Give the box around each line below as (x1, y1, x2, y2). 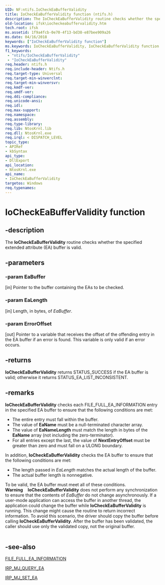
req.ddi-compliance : (5, 94, 48, 99)
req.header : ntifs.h (5, 62, 48, 67)
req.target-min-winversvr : (5, 80, 60, 85)
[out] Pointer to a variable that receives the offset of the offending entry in (5, 331, 155, 337)
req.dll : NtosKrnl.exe (5, 131, 52, 136)
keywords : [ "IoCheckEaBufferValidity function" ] (5, 39, 107, 44)
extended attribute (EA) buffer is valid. (5, 244, 82, 250)
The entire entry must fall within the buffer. (12, 416, 99, 422)
